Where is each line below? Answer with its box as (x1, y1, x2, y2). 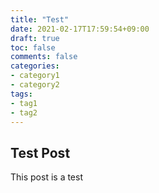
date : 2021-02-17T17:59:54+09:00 (10, 24, 150, 34)
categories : (10, 61, 60, 71)
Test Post (10, 144, 71, 161)
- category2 (10, 80, 60, 90)
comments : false (10, 52, 78, 62)
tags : (10, 89, 33, 99)
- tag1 (10, 98, 38, 108)
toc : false (10, 42, 56, 53)
